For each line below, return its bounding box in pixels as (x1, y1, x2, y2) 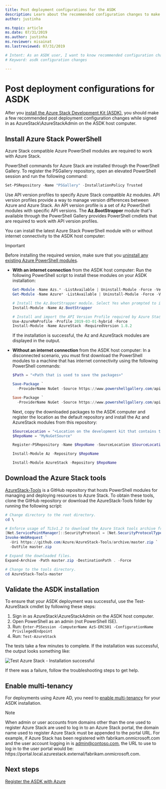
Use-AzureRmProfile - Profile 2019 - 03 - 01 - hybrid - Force (12, 319, 128, 324)
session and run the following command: (5, 173, 88, 179)
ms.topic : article (5, 25, 43, 30)
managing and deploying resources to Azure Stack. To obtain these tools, (5, 492, 155, 498)
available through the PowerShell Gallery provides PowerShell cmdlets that (5, 213, 157, 219)
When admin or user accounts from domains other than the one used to (5, 719, 151, 726)
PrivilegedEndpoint (12, 629, 53, 634)
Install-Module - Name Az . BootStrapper (12, 305, 92, 310)
